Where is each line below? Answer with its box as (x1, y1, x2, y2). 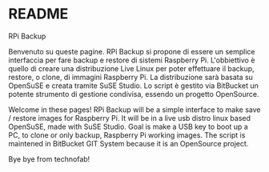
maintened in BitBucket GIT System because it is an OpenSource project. (8, 138, 249, 148)
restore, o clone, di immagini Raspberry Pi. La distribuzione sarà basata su (8, 72, 254, 82)
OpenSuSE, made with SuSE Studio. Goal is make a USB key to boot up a (8, 122, 248, 131)
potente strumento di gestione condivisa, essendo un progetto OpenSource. (8, 89, 259, 98)
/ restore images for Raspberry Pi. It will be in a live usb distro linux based (8, 113, 251, 122)
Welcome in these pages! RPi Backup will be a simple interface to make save (8, 105, 261, 114)
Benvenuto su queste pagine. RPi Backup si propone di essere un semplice (8, 46, 255, 56)
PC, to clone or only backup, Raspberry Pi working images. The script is (8, 130, 246, 140)
